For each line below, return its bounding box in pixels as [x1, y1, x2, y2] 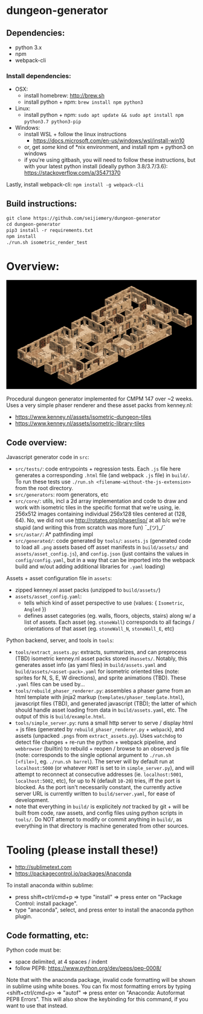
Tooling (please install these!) [6, 843, 159, 857]
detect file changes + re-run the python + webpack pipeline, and [14, 738, 176, 746]
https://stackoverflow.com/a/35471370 [24, 169, 121, 176]
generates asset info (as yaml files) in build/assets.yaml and [14, 661, 167, 669]
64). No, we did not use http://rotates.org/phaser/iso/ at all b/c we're [14, 517, 186, 524]
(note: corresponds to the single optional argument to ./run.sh [14, 752, 172, 759]
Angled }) [24, 606, 47, 613]
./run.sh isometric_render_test [6, 240, 88, 246]
